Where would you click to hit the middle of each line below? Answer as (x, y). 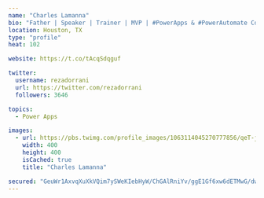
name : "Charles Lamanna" (49, 15)
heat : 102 (24, 45)
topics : (21, 109)
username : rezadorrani (52, 80)
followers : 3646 (42, 95)
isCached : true (47, 159)
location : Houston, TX (45, 30)
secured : (22, 181)
